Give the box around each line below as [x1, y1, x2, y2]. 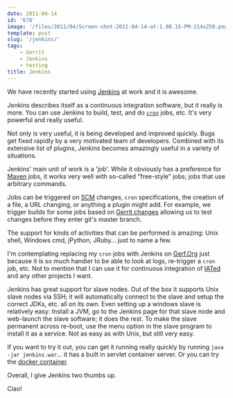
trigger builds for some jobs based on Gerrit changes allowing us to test [7, 208, 213, 216]
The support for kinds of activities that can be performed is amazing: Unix [7, 229, 218, 237]
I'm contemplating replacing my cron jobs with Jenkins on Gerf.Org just [7, 249, 210, 258]
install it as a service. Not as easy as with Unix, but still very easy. [7, 329, 195, 338]
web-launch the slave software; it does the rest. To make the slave [7, 314, 197, 323]
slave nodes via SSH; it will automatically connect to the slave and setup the [7, 292, 224, 301]
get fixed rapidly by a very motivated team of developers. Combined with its [7, 136, 224, 144]
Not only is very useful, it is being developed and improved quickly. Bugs [7, 129, 215, 138]
